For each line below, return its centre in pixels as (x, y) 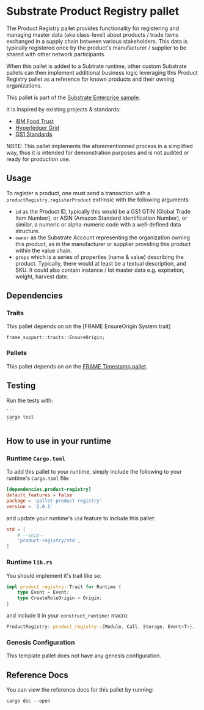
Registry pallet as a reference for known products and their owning (91, 79)
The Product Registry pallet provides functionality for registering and (93, 28)
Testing (21, 386)
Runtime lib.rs (30, 562)
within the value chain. (43, 250)
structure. (27, 231)
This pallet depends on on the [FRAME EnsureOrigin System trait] (89, 326)
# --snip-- (31, 535)
